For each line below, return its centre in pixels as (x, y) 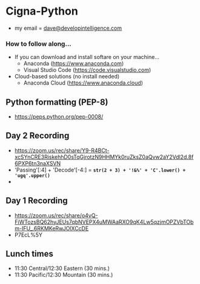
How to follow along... (39, 44)
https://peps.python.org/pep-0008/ (59, 117)
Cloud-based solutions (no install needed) (67, 77)
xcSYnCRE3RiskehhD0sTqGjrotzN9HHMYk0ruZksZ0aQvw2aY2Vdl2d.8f (104, 157)
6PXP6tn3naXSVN (38, 163)
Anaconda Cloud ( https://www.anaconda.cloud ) (83, 83)
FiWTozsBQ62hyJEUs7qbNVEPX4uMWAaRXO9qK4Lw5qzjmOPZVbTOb (104, 222)
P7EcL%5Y (28, 235)
